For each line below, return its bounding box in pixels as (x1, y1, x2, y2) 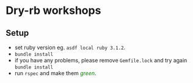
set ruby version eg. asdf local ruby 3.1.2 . (14, 44, 126, 51)
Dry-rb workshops (5, 4, 101, 18)
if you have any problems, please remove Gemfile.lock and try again (14, 57, 188, 64)
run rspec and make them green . (14, 70, 96, 76)
